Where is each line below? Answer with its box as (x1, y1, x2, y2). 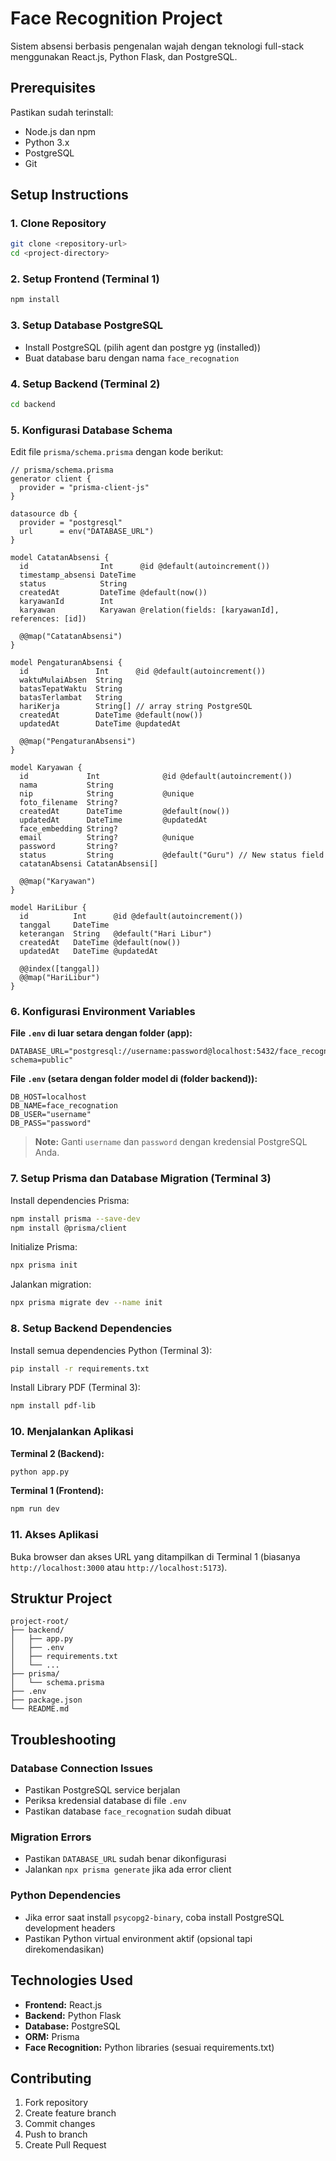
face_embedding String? (19, 824, 118, 834)
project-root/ (10, 1617, 70, 1627)
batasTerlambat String (19, 693, 123, 703)
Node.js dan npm (24, 125, 96, 137)
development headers (24, 1922, 116, 1934)
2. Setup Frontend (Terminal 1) (10, 272, 160, 286)
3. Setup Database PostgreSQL (10, 318, 164, 332)
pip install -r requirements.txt (10, 1363, 150, 1374)
